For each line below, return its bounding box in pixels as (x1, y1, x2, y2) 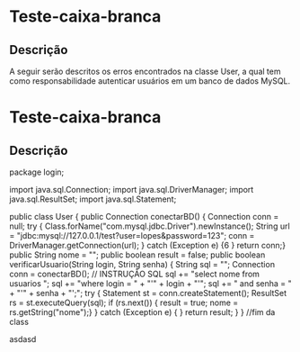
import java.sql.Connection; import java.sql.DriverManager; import (9, 185, 254, 194)
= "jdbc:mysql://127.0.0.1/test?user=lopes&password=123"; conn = (9, 230, 255, 240)
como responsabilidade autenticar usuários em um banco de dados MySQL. (9, 76, 291, 86)
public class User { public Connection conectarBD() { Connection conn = (9, 212, 279, 221)
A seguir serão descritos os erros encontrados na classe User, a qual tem (9, 66, 281, 77)
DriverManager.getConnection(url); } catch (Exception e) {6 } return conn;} (9, 240, 286, 250)
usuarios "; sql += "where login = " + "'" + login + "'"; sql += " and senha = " (9, 278, 292, 289)
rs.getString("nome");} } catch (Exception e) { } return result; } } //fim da (9, 307, 276, 317)
